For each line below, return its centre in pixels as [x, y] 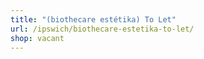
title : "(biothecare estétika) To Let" [93, 19]
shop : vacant [37, 38]
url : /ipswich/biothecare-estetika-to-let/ [102, 29]
